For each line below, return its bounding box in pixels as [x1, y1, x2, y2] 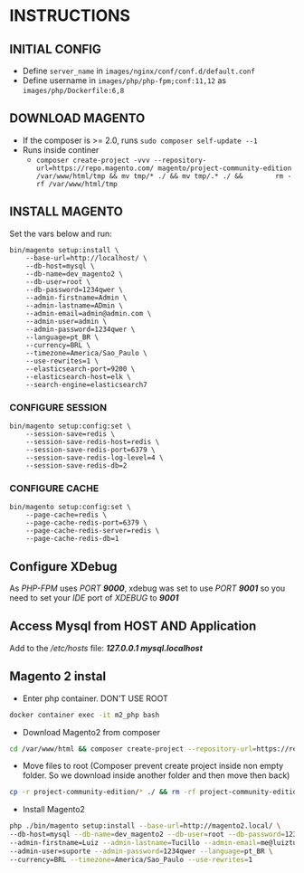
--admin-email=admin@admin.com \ [25, 308, 152, 318]
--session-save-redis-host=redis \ [25, 437, 160, 446]
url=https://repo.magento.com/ [35, 164, 155, 173]
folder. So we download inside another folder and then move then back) [22, 770, 290, 781]
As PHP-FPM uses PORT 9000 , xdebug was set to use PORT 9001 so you [9, 583, 286, 593]
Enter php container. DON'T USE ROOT [22, 693, 169, 704]
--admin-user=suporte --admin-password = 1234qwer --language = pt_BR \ [9, 847, 273, 856]
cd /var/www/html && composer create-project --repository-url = [9, 744, 257, 754]
